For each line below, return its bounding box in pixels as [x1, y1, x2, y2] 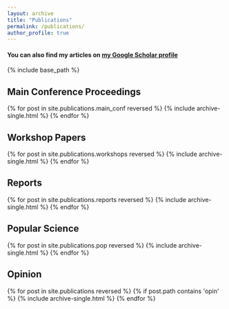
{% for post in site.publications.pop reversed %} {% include [7, 241, 177, 249]
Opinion [7, 268, 42, 280]
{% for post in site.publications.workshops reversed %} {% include [7, 150, 198, 159]
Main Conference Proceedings [7, 86, 141, 97]
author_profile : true [7, 29, 70, 37]
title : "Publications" [7, 17, 72, 23]
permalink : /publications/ [7, 23, 85, 30]
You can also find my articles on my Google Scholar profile [7, 50, 178, 59]
